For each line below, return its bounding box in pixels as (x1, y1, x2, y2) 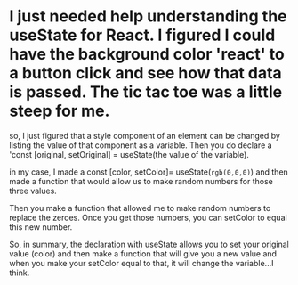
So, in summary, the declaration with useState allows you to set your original (9, 239, 289, 249)
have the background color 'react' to (9, 45, 285, 64)
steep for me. (9, 101, 110, 121)
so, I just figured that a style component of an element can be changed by (9, 130, 280, 141)
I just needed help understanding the (9, 6, 287, 27)
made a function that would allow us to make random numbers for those (9, 175, 273, 186)
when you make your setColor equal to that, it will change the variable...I (9, 257, 274, 268)
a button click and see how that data (9, 63, 282, 84)
